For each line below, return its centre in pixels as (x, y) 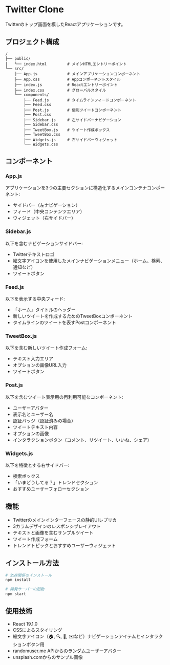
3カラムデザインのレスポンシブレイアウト (57, 526)
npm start (16, 594)
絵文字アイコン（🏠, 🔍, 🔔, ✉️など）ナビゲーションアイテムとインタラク (88, 636)
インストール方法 (32, 563)
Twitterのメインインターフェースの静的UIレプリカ (65, 520)
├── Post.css (38, 114)
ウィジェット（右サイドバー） (44, 218)
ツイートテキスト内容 (35, 427)
